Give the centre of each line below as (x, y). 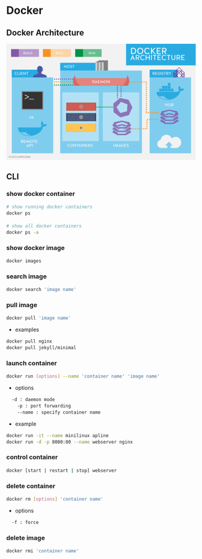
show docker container (41, 194)
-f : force (25, 522)
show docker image (35, 248)
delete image (26, 537)
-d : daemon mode (33, 400)
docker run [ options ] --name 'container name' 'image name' (83, 376)
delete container (31, 486)
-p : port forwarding (44, 406)
